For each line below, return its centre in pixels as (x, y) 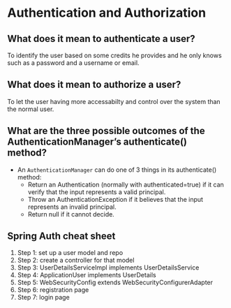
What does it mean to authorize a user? (94, 85)
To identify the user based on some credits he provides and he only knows (114, 55)
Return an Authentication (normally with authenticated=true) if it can (126, 184)
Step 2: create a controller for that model (76, 261)
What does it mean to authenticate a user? (101, 39)
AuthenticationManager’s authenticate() (97, 142)
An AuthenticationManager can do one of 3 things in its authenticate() (117, 170)
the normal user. (31, 109)
